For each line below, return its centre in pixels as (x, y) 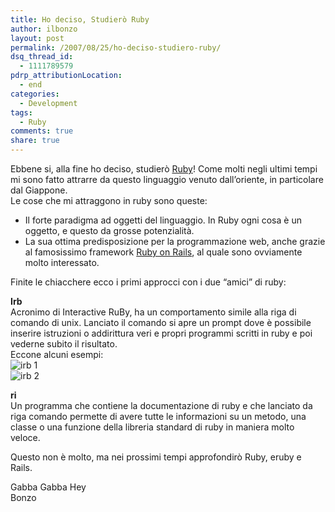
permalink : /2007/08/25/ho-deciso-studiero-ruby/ (116, 47)
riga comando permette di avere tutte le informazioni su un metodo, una (158, 416)
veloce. (25, 437)
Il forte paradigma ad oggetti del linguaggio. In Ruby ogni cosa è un (163, 220)
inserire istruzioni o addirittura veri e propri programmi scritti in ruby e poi (161, 333)
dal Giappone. (39, 190)
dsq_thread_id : (42, 57)
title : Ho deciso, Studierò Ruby (80, 19)
